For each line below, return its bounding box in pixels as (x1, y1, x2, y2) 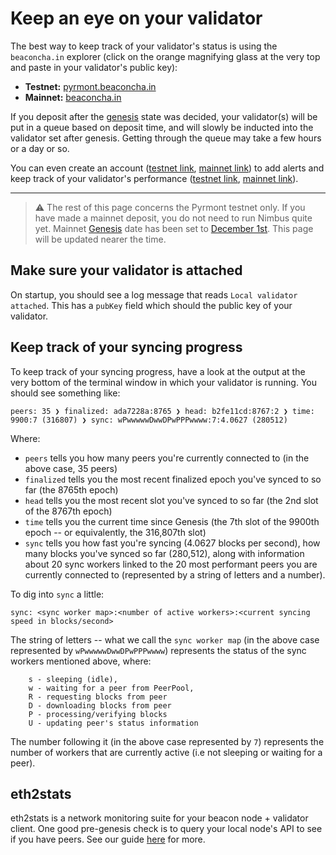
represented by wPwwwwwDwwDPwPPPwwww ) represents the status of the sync (10, 644, 307, 656)
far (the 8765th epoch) (24, 483, 119, 496)
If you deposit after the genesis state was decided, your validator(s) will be (10, 110, 318, 122)
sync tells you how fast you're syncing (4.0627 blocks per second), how (24, 537, 321, 549)
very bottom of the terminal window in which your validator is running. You (10, 376, 318, 388)
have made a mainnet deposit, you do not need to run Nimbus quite (34, 212, 313, 224)
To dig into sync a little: (10, 588, 105, 600)
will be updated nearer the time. (34, 233, 167, 245)
